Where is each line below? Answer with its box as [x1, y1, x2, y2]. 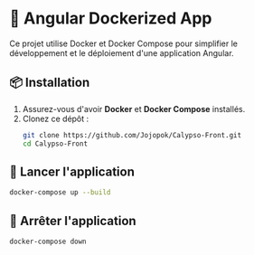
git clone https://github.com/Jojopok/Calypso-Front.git [22, 130, 242, 139]
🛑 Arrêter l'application [9, 212, 137, 229]
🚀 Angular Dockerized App [9, 8, 212, 29]
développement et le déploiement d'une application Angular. [9, 47, 234, 58]
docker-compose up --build [9, 188, 111, 197]
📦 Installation [9, 75, 90, 90]
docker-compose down [9, 237, 88, 246]
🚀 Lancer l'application [9, 164, 136, 179]
